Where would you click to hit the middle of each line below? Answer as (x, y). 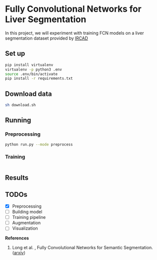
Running (18, 120)
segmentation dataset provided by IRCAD (47, 38)
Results (17, 178)
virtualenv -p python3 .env (34, 70)
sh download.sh (20, 105)
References (17, 238)
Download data (29, 94)
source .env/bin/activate (31, 74)
